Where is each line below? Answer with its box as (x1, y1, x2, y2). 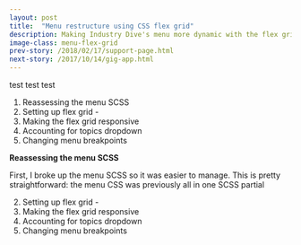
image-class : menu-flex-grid (9, 38, 118, 48)
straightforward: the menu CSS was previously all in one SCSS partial (9, 179, 265, 189)
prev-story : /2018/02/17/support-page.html (9, 47, 175, 56)
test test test (9, 80, 56, 90)
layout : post (9, 13, 58, 22)
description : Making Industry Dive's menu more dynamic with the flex (9, 30, 279, 39)
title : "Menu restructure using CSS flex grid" (9, 22, 194, 31)
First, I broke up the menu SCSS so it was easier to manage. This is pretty (9, 170, 280, 180)
